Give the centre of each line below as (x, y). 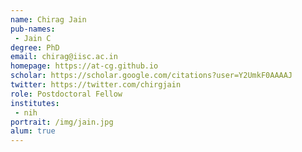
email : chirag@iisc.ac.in (64, 57)
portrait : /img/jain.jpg (62, 122)
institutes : (35, 103)
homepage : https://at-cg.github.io (84, 66)
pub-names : (33, 29)
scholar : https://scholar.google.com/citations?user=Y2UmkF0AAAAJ (151, 76)
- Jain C (33, 38)
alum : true (33, 131)
